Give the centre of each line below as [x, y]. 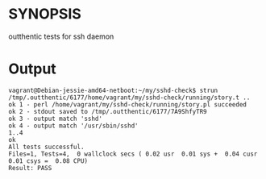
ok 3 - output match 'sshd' [56, 119]
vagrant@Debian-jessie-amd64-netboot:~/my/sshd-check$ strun [113, 90]
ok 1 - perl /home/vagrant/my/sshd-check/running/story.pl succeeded [128, 104]
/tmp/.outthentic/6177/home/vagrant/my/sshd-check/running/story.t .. [129, 98]
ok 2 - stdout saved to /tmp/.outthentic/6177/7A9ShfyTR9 [108, 111]
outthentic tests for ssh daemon [61, 36]
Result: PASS [30, 168]
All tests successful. [46, 147]
